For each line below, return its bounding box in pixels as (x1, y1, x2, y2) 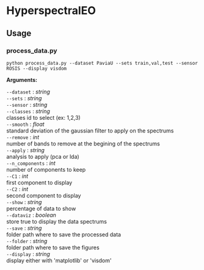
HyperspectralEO (6, 4, 96, 18)
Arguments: (6, 76, 38, 83)
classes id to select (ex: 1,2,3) (6, 114, 81, 121)
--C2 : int (6, 185, 29, 192)
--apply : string (6, 146, 45, 153)
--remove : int (6, 133, 40, 140)
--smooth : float (6, 120, 45, 128)
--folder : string (6, 237, 48, 244)
